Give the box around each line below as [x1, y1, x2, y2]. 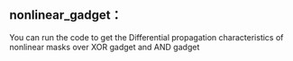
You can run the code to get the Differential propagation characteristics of [9, 31, 284, 42]
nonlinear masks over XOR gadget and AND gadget [9, 41, 200, 52]
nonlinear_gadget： [9, 7, 124, 23]
